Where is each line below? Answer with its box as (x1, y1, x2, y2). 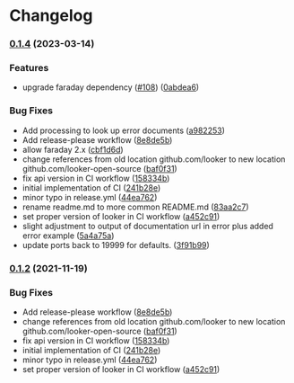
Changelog (9, 5, 93, 26)
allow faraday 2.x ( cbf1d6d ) (22, 144, 124, 155)
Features (9, 62, 49, 75)
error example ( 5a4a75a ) (22, 230, 115, 241)
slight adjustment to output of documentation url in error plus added (22, 220, 273, 231)
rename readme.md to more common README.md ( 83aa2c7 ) (22, 201, 249, 212)
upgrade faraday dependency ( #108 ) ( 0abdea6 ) (22, 82, 200, 93)
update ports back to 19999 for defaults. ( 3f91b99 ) (22, 239, 211, 250)
